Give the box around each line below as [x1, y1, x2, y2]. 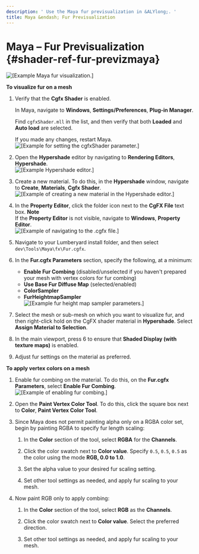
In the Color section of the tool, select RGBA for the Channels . [23, 436, 177, 443]
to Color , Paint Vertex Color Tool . [14, 407, 98, 414]
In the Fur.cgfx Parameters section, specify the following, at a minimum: [14, 257, 193, 264]
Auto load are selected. [14, 124, 73, 131]
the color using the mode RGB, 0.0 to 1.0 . [23, 454, 125, 461]
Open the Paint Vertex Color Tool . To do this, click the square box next [14, 401, 189, 408]
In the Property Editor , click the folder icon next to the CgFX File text [14, 202, 184, 209]
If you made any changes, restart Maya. [14, 136, 113, 143]
